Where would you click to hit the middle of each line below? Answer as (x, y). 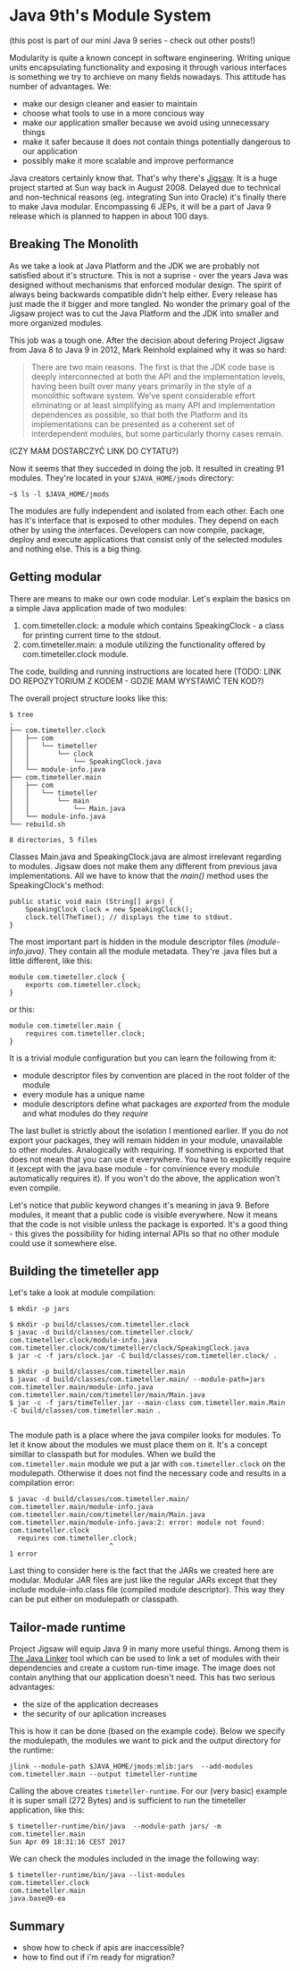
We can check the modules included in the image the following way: (134, 1859)
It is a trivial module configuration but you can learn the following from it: (143, 1058)
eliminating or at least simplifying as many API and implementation (153, 405)
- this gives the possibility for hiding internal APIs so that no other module (144, 1233)
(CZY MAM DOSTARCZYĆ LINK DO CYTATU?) (94, 451)
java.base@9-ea (37, 1898)
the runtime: (32, 1750)
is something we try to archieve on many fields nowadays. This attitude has (148, 76)
